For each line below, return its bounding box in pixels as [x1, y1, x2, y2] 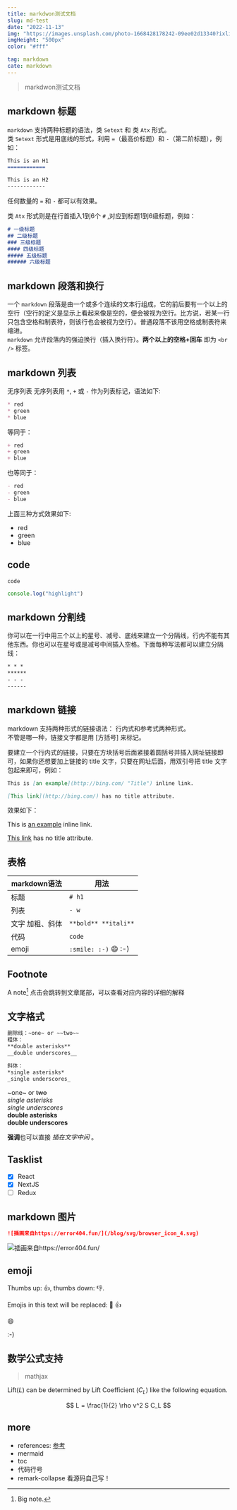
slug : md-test [7, 17, 49, 24]
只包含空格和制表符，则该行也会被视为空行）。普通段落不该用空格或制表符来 [7, 318, 227, 326]
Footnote [7, 968, 48, 980]
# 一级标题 [7, 226, 35, 233]
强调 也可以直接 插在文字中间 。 [7, 1132, 97, 1141]
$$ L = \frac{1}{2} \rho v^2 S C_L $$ [66, 1401, 171, 1409]
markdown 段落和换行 [7, 280, 104, 292]
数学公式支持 [7, 1353, 63, 1365]
